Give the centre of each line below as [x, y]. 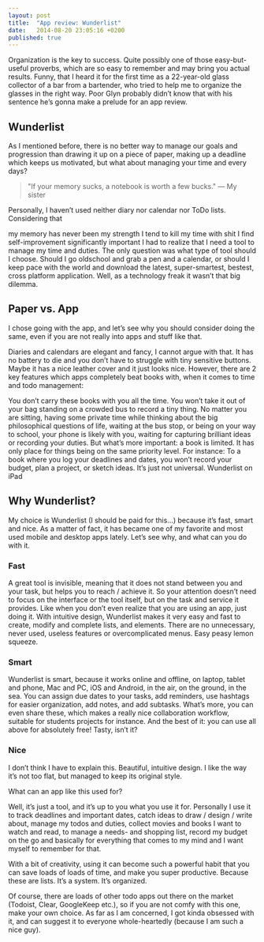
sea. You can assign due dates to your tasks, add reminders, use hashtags [129, 696]
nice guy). [24, 929]
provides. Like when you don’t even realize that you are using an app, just [127, 608]
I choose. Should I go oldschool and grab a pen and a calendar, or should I [129, 259]
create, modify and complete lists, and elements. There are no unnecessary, [132, 624]
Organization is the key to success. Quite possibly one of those [111, 60]
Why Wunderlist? [52, 501]
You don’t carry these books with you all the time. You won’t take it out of [127, 401]
